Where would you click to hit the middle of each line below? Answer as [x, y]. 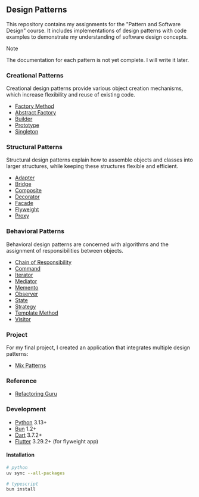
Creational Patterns [35, 75]
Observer [27, 294]
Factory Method [35, 106]
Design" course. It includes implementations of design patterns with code [97, 30]
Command [27, 268]
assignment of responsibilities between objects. [65, 250]
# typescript [22, 484]
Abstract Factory [35, 113]
